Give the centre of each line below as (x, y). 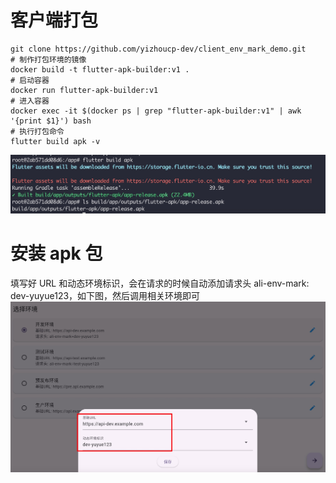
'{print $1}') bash (51, 121)
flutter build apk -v (55, 141)
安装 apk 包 (56, 253)
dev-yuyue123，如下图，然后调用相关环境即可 (105, 295)
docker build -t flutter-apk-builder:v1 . (100, 69)
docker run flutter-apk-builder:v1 (84, 90)
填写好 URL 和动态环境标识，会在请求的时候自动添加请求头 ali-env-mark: (160, 283)
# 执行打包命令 (37, 131)
